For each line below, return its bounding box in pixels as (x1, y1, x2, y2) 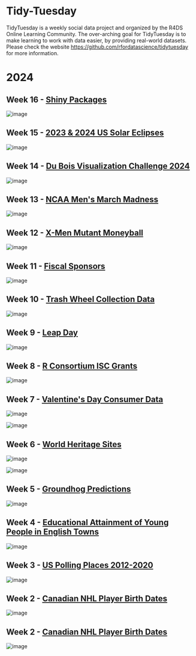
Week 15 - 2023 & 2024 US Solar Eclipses (6, 128, 164, 138)
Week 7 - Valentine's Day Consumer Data (6, 394, 164, 405)
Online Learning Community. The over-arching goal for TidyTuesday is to (6, 30, 186, 37)
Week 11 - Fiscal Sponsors (6, 261, 105, 271)
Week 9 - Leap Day (6, 328, 78, 338)
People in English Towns (6, 527, 99, 537)
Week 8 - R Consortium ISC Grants (6, 361, 138, 372)
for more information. (6, 49, 59, 56)
